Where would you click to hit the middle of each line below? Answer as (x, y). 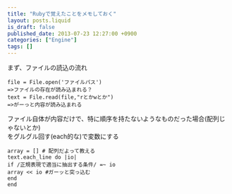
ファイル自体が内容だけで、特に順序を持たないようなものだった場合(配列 (114, 119)
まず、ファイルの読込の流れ (48, 67)
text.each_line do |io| (42, 157)
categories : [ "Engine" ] (42, 40)
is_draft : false (31, 27)
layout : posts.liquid (39, 20)
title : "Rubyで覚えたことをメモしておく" (62, 14)
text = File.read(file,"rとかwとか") (61, 97)
